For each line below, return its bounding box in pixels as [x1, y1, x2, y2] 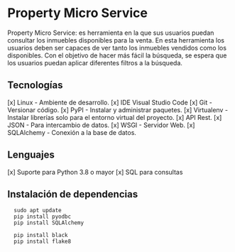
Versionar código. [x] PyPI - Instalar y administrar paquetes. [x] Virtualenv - [7, 105, 229, 114]
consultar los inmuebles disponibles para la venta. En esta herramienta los [7, 35, 225, 44]
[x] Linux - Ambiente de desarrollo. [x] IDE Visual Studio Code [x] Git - [7, 98, 213, 106]
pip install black [13, 232, 69, 239]
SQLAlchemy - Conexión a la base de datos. [7, 128, 137, 136]
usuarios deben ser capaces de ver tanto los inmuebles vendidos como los [7, 43, 227, 52]
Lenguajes [7, 149, 55, 161]
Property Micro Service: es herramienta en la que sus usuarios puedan [7, 28, 214, 37]
